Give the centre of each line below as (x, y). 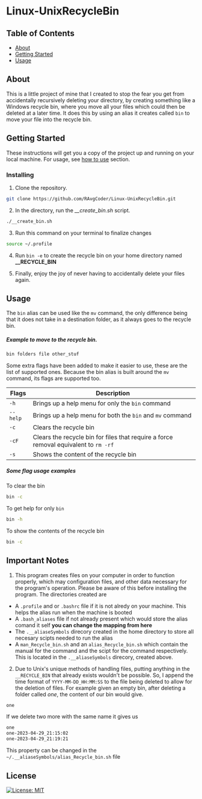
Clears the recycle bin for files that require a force (103, 437)
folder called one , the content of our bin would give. (79, 694)
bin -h (14, 519)
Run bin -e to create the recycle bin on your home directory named (98, 255)
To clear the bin (26, 486)
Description (113, 393)
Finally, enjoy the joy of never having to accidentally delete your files (100, 273)
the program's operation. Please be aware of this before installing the (101, 588)
